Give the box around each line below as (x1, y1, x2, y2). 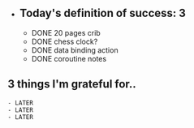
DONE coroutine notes (31, 53, 107, 63)
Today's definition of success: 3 (19, 6, 186, 20)
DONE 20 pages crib (31, 28, 101, 37)
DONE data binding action (31, 45, 119, 55)
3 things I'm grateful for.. (7, 77, 137, 92)
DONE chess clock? (31, 36, 98, 46)
